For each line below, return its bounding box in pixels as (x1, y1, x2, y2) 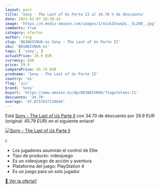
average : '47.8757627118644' (5, 99, 65, 104)
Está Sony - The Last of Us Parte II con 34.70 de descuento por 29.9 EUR (5, 113, 155, 119)
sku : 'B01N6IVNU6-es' (5, 44, 50, 49)
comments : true (5, 26, 37, 31)
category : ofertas (5, 30, 43, 35)
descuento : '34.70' (5, 94, 46, 99)
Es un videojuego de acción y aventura (12, 158, 92, 164)
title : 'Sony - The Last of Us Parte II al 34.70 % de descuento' (5, 12, 145, 17)
